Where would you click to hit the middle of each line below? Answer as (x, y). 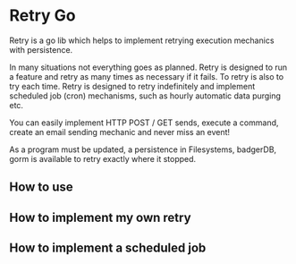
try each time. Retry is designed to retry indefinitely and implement (132, 86)
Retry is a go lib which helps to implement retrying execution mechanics (142, 40)
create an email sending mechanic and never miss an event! (120, 132)
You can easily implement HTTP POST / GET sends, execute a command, (144, 123)
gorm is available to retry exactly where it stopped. (103, 158)
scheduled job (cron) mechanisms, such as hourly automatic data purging (145, 96)
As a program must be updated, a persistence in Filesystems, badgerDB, (143, 149)
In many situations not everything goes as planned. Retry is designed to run (148, 67)
